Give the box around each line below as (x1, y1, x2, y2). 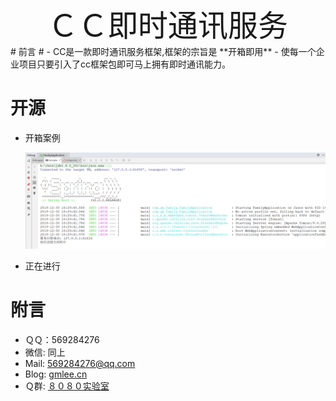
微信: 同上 (24, 346, 66, 358)
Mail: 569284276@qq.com (24, 357, 136, 369)
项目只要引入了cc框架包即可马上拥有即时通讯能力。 (18, 58, 231, 70)
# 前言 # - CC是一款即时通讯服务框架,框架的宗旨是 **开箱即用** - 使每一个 (10, 46, 317, 57)
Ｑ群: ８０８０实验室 (24, 380, 110, 392)
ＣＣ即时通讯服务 (47, 6, 288, 44)
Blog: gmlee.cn (24, 368, 88, 380)
